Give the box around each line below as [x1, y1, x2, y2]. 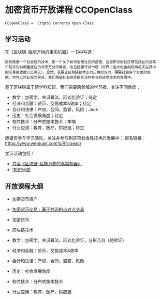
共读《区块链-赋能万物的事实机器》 [12, 160, 82, 166]
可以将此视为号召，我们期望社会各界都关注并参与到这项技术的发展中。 [15, 75, 135, 80]
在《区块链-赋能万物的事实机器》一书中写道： [5, 49, 96, 55]
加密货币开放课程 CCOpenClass [5, 4, 133, 16]
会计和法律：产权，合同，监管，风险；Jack [12, 106, 98, 112]
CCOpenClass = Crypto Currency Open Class [5, 20, 94, 26]
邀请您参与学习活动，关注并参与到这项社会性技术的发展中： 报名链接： [5, 135, 146, 141]
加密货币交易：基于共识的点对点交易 [12, 206, 85, 212]
